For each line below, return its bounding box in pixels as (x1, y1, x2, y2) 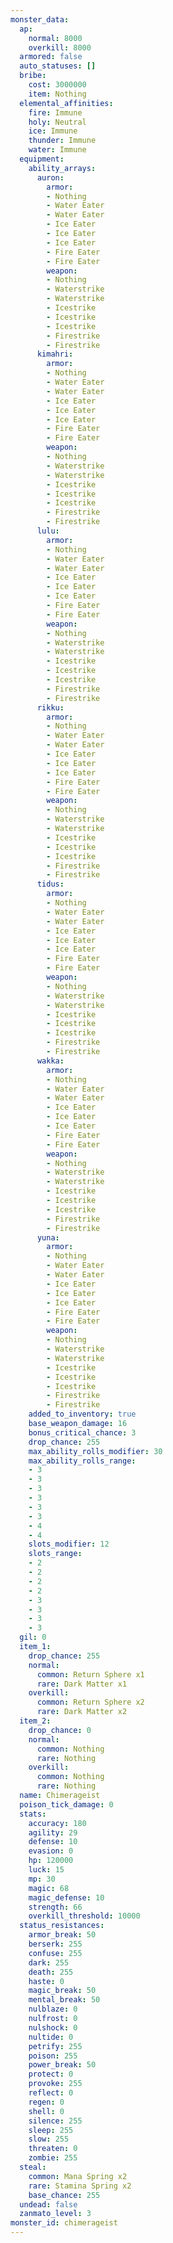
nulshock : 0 (28, 2022, 78, 2033)
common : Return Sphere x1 (36, 1669, 145, 1680)
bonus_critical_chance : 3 (28, 1427, 137, 1438)
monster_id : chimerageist (10, 2218, 118, 2228)
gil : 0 (19, 1632, 47, 1643)
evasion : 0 (28, 1846, 74, 1856)
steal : (19, 2162, 47, 2172)
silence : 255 (28, 2116, 83, 2126)
